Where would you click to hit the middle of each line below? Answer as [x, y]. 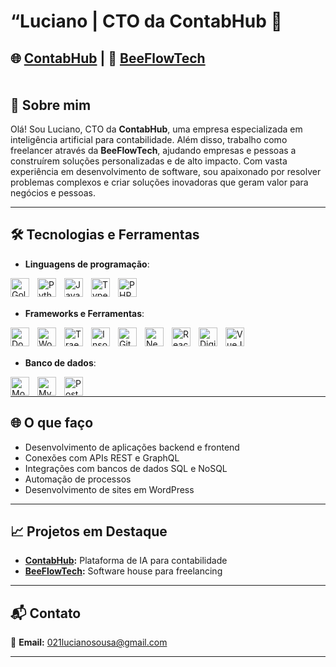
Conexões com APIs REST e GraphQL [102, 457]
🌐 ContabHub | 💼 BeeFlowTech [108, 58]
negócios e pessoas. [53, 193]
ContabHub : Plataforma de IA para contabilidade [126, 561]
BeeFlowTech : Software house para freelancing [123, 571]
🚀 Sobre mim [51, 105]
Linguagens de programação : [87, 264]
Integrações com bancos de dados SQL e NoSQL [126, 468]
